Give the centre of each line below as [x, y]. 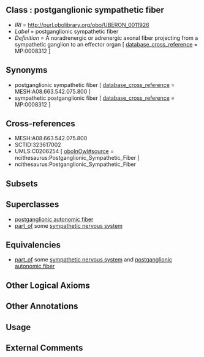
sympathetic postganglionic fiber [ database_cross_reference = [95, 98]
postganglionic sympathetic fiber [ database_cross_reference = [95, 85]
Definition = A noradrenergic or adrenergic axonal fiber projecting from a [106, 38]
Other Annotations [42, 306]
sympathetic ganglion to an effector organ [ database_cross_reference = [106, 44]
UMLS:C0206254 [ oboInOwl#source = [64, 151]
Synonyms [27, 70]
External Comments [44, 348]
